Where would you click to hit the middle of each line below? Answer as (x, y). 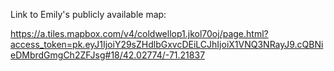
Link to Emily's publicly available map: (88, 14)
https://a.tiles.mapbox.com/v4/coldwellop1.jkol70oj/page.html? (139, 33)
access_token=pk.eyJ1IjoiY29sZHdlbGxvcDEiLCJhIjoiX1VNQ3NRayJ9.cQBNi (167, 44)
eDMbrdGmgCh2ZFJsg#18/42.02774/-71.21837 (108, 55)
